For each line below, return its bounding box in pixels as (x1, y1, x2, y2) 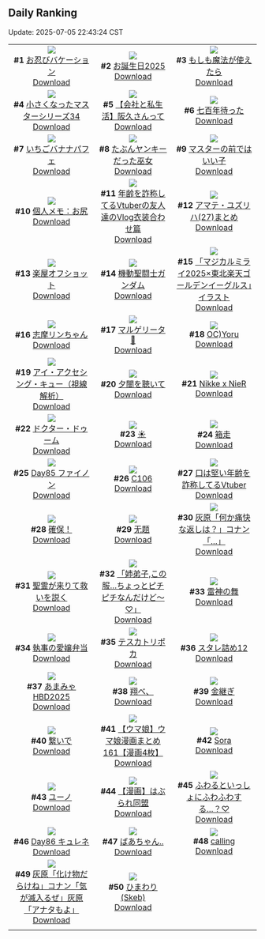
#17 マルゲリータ (100, 324, 166, 335)
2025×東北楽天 (185, 268, 243, 279)
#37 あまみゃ (26, 681, 77, 692)
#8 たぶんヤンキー (99, 143, 167, 154)
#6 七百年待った (184, 104, 244, 115)
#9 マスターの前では (176, 143, 252, 154)
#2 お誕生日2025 (100, 60, 166, 71)
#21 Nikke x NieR (181, 378, 247, 389)
